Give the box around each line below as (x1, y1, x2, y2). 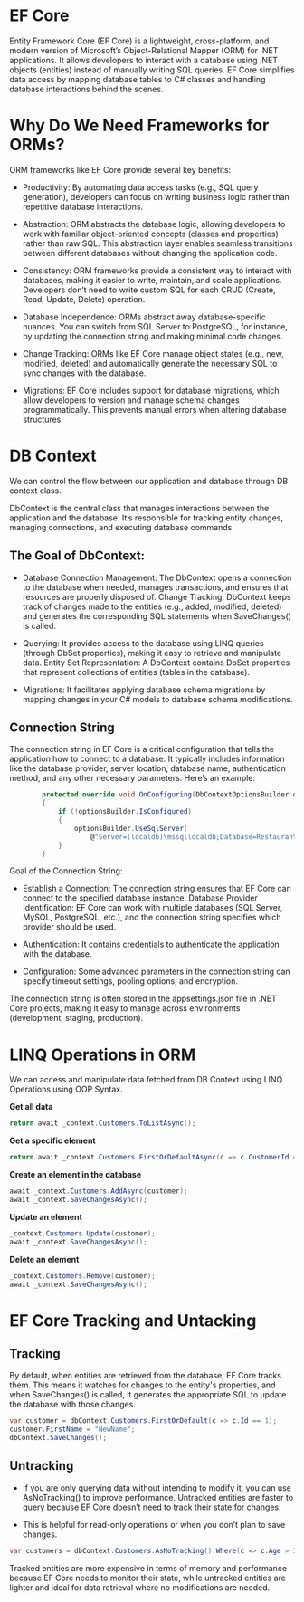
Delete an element (9, 1254, 80, 1264)
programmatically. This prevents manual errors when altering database (22, 404, 287, 415)
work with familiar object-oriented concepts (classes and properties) (22, 228, 279, 239)
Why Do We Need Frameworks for (9, 115, 270, 136)
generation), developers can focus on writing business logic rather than (22, 191, 290, 202)
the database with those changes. (9, 1399, 136, 1410)
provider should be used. (22, 921, 117, 932)
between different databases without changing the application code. (22, 247, 278, 258)
